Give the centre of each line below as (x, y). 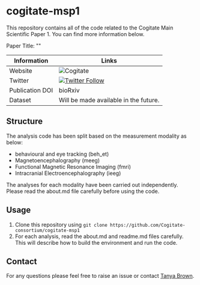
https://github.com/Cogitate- (148, 225)
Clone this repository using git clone (61, 224)
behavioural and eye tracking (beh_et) (62, 154)
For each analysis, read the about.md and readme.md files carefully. (99, 236)
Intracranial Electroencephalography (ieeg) (68, 173)
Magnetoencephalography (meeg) (57, 160)
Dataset (20, 100)
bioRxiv (69, 90)
